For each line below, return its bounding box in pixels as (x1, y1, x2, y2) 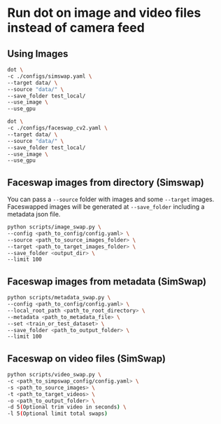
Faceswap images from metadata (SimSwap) (7, 275, 207, 287)
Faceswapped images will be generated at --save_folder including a (7, 203, 205, 211)
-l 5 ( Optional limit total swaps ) (7, 410, 108, 418)
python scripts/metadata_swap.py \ (7, 294, 111, 301)
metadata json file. (7, 210, 61, 219)
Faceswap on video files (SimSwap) (7, 353, 166, 364)
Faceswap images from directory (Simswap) (7, 177, 204, 189)
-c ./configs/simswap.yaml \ (7, 72, 92, 80)
